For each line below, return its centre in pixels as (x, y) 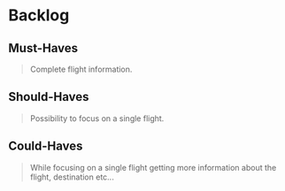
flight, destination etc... (72, 177)
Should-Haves (49, 97)
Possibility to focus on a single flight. (97, 118)
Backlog (39, 15)
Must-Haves (43, 48)
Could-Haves (46, 146)
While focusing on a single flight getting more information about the (153, 167)
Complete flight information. (81, 69)
